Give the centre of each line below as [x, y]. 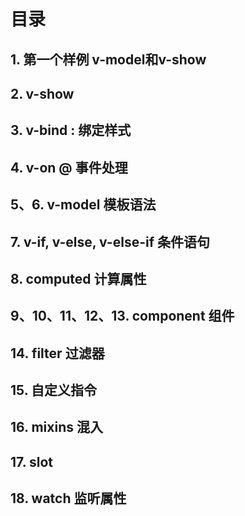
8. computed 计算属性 [78, 278]
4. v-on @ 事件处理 [69, 167]
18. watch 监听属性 [68, 498]
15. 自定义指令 [53, 390]
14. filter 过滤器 [57, 353]
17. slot [32, 461]
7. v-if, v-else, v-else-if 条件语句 [110, 241]
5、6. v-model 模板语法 [83, 205]
